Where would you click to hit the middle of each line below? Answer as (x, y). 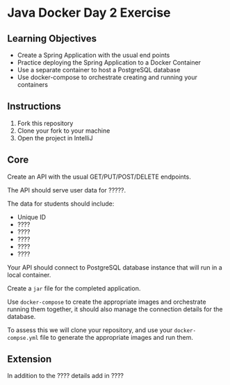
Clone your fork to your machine (64, 131)
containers (33, 84)
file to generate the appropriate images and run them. (116, 337)
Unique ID (32, 217)
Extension (30, 359)
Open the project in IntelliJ (55, 138)
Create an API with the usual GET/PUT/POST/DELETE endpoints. (99, 177)
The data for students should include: (61, 204)
